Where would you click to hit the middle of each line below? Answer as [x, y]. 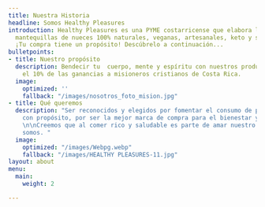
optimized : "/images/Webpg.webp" [77, 147]
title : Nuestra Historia [49, 15]
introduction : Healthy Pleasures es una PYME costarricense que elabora [130, 30]
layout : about [32, 162]
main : [24, 177]
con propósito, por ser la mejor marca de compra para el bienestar [137, 118]
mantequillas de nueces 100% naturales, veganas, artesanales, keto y [134, 37]
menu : [17, 169]
